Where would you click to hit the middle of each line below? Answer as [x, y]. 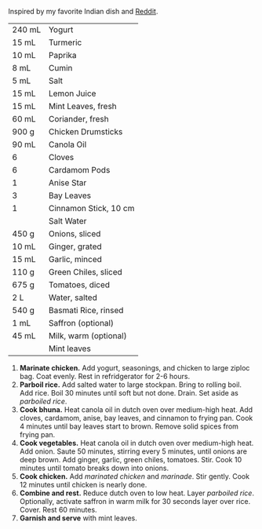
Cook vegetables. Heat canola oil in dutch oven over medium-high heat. [136, 443]
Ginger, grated [75, 246]
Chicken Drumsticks [86, 131]
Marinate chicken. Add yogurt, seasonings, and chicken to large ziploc [135, 368]
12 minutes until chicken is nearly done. [83, 485]
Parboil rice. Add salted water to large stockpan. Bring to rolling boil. [130, 385]
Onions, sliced [75, 233]
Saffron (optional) [81, 323]
